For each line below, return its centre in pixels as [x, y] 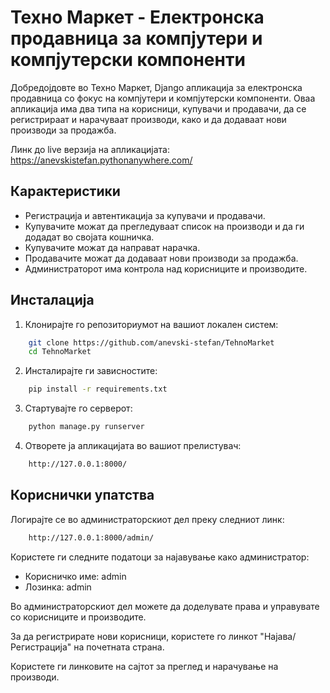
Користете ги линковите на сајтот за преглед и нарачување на [144, 666]
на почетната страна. [119, 647]
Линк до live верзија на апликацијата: [90, 149]
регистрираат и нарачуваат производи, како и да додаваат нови [148, 119]
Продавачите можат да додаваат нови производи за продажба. [161, 258]
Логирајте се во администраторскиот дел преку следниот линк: [147, 519]
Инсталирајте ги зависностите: [91, 371]
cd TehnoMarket [60, 352]
